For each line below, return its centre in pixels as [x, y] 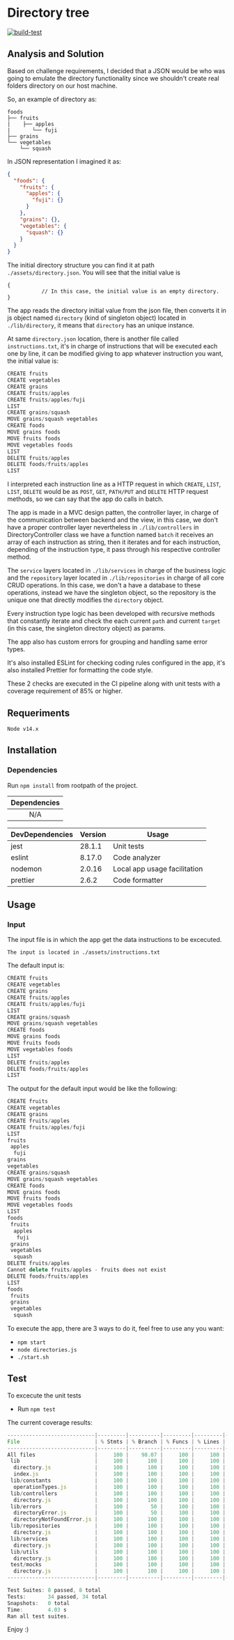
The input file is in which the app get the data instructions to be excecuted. [115, 940]
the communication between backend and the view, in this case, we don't [112, 520]
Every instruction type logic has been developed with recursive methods [111, 614]
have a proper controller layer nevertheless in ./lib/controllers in [103, 527]
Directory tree [48, 13]
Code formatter [138, 880]
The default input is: [36, 966]
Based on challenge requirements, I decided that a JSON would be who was [116, 70]
